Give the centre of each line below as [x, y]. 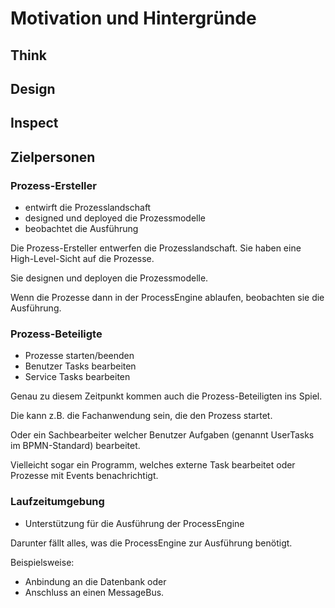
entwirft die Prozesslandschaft [88, 208]
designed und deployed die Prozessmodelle [115, 218]
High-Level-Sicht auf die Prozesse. [82, 259]
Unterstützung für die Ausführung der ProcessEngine [134, 523]
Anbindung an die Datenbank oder [95, 581]
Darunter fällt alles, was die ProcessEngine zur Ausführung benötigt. [151, 543]
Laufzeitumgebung [57, 502]
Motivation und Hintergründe [133, 18]
